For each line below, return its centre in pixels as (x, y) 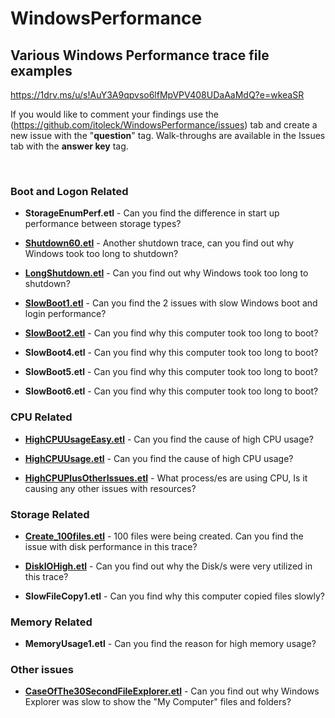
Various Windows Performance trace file (140, 55)
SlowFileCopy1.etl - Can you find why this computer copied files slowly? (174, 596)
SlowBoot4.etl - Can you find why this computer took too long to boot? (171, 353)
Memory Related (51, 622)
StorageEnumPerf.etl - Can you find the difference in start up (152, 213)
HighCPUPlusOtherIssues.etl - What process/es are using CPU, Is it (166, 478)
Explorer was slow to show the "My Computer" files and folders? (158, 702)
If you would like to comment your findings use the (115, 114)
